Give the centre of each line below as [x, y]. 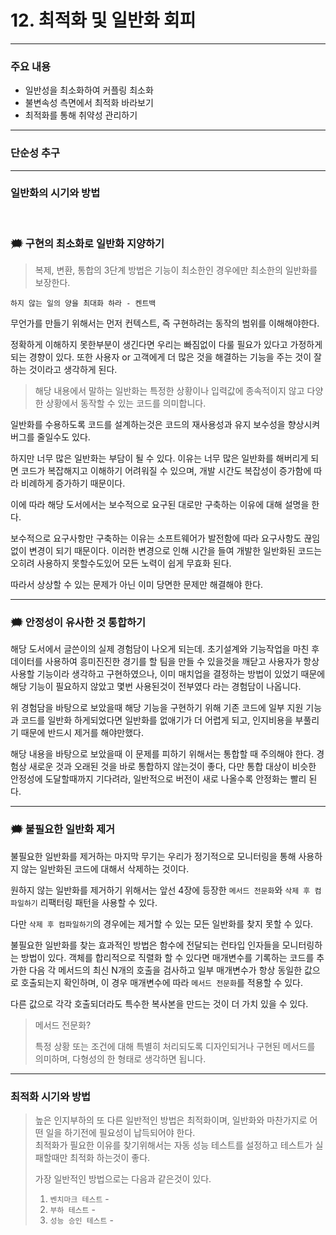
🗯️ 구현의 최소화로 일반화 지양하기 [87, 243]
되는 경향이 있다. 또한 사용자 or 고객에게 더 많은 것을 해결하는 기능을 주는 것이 [161, 357]
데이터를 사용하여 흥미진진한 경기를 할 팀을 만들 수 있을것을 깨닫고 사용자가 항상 [165, 662]
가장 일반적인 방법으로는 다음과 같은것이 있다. [123, 1179]
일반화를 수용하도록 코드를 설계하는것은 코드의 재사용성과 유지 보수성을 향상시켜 [165, 425]
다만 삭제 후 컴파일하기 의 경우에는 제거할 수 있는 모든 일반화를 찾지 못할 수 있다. [162, 923]
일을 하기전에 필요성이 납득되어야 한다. [120, 1133]
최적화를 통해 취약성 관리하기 [81, 115]
